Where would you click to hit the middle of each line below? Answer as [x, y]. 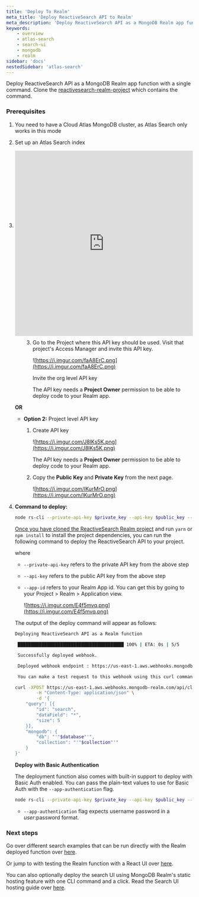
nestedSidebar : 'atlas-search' [45, 67]
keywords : [18, 28]
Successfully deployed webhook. [57, 655]
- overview [30, 34]
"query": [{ [40, 704]
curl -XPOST [29, 687]
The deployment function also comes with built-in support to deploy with [103, 776]
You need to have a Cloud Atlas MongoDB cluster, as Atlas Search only [101, 125]
